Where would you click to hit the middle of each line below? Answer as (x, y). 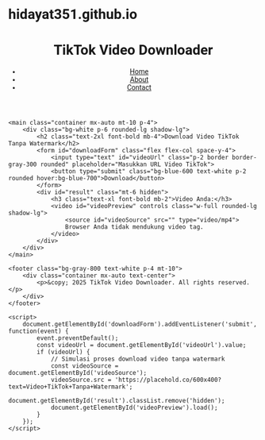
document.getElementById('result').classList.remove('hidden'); (117, 401)
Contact (139, 88)
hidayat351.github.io (73, 14)
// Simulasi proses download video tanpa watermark (138, 359)
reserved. (234, 283)
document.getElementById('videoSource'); (78, 373)
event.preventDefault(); (78, 338)
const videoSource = (84, 366)
